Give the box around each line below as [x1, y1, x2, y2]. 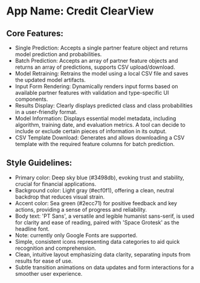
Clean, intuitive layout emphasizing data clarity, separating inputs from [15, 250, 191, 258]
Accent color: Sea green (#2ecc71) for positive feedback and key [15, 199, 177, 206]
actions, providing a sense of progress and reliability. [15, 206, 147, 213]
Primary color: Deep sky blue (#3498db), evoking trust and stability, [15, 174, 184, 181]
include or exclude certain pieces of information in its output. [15, 128, 167, 135]
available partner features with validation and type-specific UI [15, 89, 169, 96]
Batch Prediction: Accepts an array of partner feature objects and [15, 57, 178, 64]
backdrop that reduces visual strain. [15, 193, 105, 200]
